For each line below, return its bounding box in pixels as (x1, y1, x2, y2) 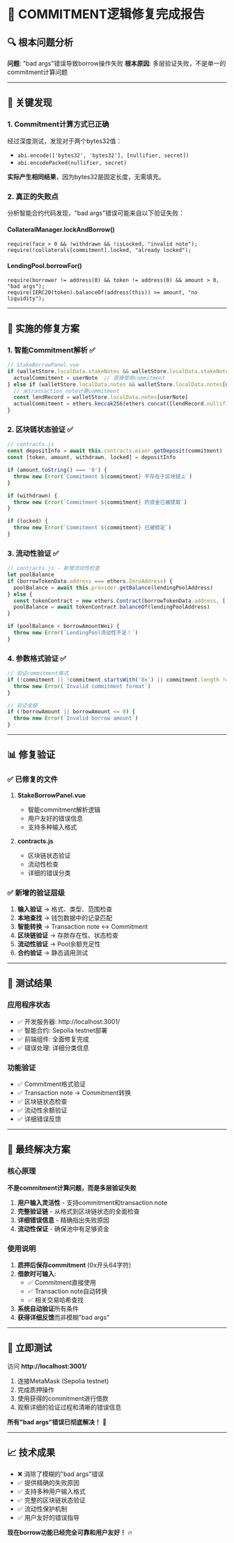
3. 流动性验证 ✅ (7, 549, 59, 558)
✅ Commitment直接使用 (27, 1279, 96, 1287)
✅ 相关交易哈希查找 (27, 1296, 84, 1304)
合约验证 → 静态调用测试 (17, 948, 88, 957)
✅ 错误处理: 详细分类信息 (17, 1043, 89, 1052)
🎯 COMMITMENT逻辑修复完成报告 (7, 6, 205, 22)
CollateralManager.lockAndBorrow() (7, 225, 115, 234)
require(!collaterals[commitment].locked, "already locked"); (7, 247, 192, 254)
